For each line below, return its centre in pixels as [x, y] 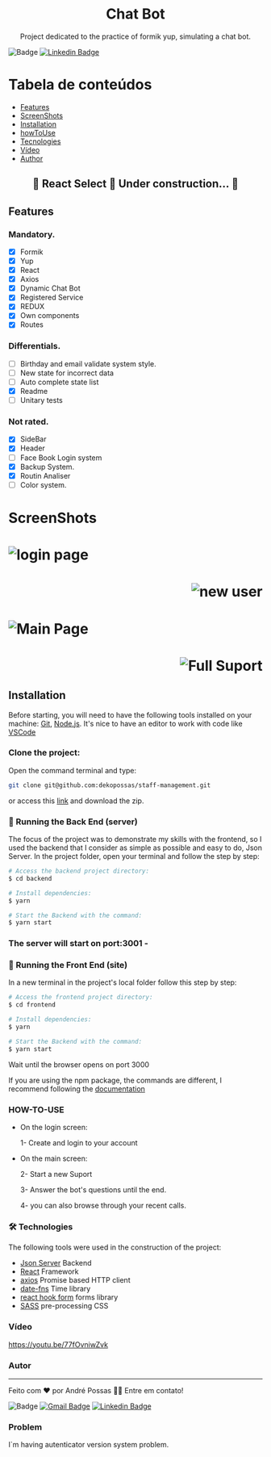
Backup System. [47, 467]
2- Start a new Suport [56, 1174]
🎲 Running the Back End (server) [73, 822]
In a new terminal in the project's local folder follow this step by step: [123, 982]
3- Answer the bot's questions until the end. [93, 1190]
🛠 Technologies [41, 1226]
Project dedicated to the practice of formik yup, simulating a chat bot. [135, 36]
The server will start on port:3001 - [79, 944]
